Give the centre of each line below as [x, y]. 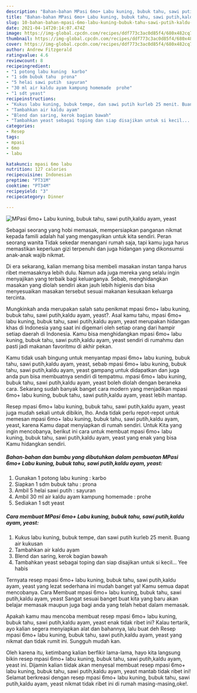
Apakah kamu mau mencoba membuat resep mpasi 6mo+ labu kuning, [91, 616]
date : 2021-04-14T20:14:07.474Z [45, 28]
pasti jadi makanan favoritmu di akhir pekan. [60, 346]
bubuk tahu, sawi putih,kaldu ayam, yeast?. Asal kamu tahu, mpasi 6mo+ [94, 315]
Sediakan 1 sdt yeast [39, 503]
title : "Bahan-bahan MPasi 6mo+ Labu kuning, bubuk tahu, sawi [85, 17]
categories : [21, 126]
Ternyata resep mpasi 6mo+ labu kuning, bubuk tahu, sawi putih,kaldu [91, 580]
